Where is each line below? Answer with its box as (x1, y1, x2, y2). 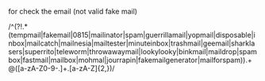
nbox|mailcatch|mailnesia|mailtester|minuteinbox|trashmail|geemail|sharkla (8, 39, 255, 48)
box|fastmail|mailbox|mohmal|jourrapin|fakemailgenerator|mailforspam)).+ (8, 55, 252, 64)
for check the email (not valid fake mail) (8, 7, 137, 16)
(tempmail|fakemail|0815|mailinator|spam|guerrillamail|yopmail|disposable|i (8, 31, 255, 39)
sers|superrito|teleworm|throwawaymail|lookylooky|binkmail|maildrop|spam (8, 47, 258, 56)
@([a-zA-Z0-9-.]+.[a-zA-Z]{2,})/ (8, 64, 115, 73)
